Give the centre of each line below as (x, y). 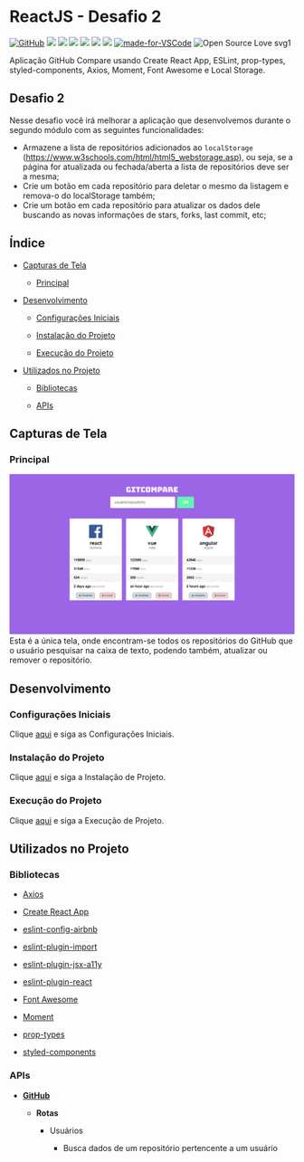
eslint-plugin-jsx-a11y (62, 965)
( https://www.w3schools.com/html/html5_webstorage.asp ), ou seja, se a (158, 157)
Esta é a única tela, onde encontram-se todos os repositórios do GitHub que (151, 641)
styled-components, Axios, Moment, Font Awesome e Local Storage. (138, 70)
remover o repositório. (51, 660)
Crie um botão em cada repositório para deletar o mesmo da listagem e (156, 186)
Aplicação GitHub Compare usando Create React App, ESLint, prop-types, (147, 60)
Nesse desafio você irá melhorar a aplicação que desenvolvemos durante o (150, 120)
